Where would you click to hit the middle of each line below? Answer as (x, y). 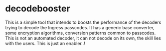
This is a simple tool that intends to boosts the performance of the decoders (83, 22)
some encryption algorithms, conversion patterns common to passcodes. (81, 33)
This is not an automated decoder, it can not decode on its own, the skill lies (83, 38)
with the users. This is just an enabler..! (45, 43)
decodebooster (38, 9)
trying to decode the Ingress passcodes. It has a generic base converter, (80, 27)
